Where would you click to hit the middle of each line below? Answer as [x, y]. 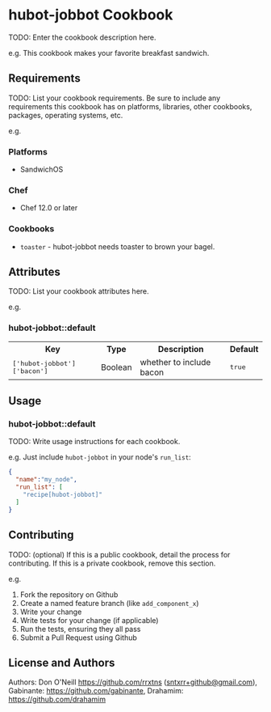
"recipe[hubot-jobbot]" [63, 495]
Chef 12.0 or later [49, 208]
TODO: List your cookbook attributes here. [79, 291]
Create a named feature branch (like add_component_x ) [109, 603]
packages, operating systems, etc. [66, 115]
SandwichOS [42, 170]
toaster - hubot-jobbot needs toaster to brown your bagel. [117, 246]
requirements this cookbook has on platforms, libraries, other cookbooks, [130, 106]
